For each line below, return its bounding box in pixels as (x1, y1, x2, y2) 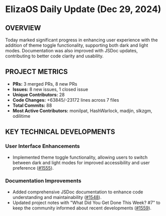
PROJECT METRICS (5, 67, 68, 76)
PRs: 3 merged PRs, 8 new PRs (12, 81, 77, 87)
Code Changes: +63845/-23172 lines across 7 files (12, 97, 119, 103)
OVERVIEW (5, 24, 41, 32)
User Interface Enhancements (5, 142, 80, 150)
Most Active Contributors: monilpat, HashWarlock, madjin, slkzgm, (12, 107, 152, 114)
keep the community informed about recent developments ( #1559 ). (12, 205, 152, 211)
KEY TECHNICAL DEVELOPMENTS (5, 127, 115, 136)
